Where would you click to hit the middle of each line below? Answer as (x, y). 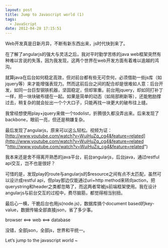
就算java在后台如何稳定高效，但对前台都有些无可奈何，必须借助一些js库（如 (83, 77)
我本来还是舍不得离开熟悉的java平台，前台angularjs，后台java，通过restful (82, 157)
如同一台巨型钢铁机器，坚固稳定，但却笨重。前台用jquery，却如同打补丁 (89, 90)
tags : (11, 19)
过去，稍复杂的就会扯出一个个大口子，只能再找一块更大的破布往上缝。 (78, 103)
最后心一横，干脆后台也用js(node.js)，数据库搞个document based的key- (80, 204)
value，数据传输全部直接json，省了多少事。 (50, 210)
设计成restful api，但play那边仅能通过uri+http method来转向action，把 (82, 180)
